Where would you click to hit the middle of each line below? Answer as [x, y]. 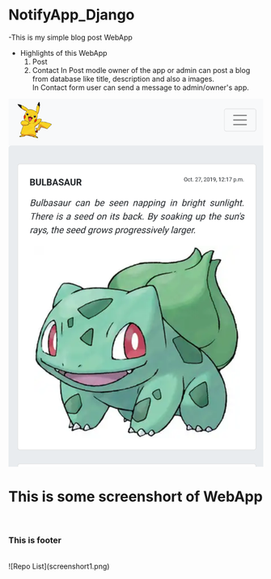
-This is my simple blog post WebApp [71, 37]
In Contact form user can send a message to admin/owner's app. [140, 87]
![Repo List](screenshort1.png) [59, 566]
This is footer [35, 540]
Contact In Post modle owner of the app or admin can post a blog [141, 70]
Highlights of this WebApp [64, 53]
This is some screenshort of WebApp [135, 497]
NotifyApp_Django [72, 15]
